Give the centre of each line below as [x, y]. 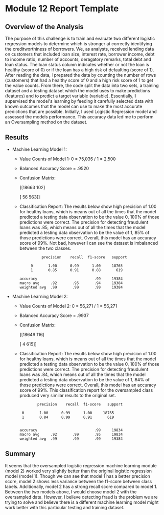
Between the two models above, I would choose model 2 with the [71, 491]
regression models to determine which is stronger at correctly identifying [79, 44]
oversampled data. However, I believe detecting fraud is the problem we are [82, 497]
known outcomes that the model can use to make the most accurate [74, 106]
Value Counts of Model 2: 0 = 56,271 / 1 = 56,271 [68, 306]
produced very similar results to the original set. [68, 395]
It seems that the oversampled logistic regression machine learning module [81, 465]
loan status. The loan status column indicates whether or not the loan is [77, 65]
